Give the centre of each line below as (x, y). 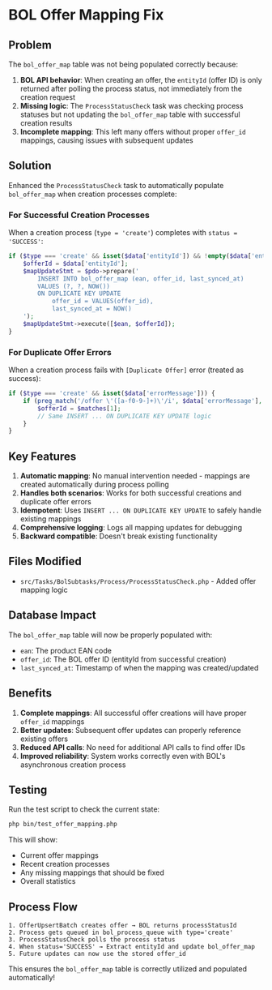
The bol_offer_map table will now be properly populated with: (110, 635)
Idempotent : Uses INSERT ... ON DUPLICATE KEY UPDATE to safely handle (140, 510)
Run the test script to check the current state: (84, 809)
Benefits (30, 694)
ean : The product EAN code (66, 650)
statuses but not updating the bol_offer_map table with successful (130, 114)
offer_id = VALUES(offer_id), (102, 302)
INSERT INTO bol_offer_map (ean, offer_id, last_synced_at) (141, 279)
